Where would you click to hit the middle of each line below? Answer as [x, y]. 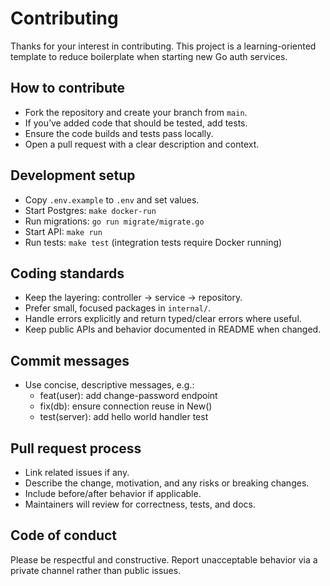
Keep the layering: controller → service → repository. [133, 298]
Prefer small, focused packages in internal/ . [118, 308]
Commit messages [70, 360]
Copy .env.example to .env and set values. [112, 199]
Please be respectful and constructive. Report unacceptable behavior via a [164, 559]
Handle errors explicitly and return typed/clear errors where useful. [163, 319]
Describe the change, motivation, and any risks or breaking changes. [167, 483]
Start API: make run [63, 231]
